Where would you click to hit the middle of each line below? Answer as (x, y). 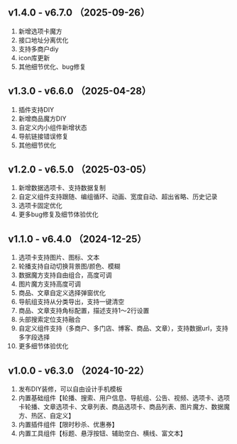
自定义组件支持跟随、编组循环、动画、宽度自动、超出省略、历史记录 (118, 196)
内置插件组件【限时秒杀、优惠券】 (68, 425)
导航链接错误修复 (43, 136)
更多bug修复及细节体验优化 (58, 214)
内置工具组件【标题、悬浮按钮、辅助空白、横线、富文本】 (102, 433)
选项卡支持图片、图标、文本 (59, 257)
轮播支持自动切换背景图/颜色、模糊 (69, 266)
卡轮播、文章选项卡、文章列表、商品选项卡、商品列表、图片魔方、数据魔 (124, 407)
